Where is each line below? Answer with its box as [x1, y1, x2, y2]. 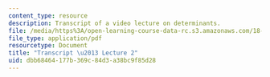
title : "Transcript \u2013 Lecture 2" [8, 49, 138, 57]
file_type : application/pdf [8, 34, 103, 43]
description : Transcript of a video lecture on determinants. [8, 19, 221, 27]
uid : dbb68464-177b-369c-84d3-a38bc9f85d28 [8, 57, 157, 65]
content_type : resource [8, 11, 88, 20]
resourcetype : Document [8, 42, 88, 50]
